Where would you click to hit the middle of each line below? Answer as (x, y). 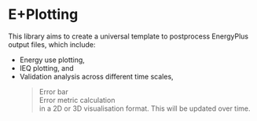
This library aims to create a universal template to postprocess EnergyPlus (128, 36)
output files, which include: (52, 44)
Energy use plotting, (52, 60)
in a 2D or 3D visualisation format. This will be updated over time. (145, 108)
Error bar (53, 91)
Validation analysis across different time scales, (97, 76)
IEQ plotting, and (47, 68)
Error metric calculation (77, 100)
